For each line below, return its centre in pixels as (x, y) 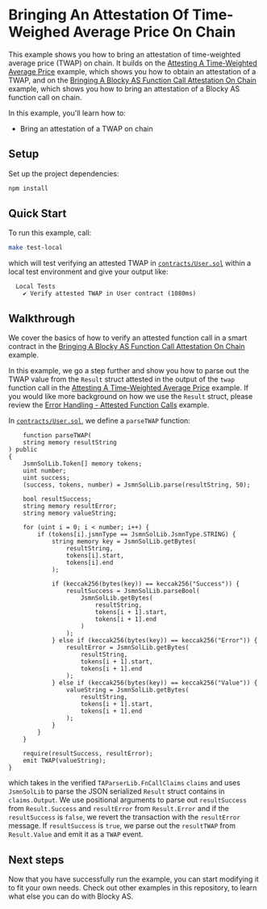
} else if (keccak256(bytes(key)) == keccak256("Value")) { (154, 683)
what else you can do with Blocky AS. (71, 896)
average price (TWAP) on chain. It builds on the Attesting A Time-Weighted (133, 63)
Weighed (39, 32)
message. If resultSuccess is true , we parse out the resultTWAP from (122, 826)
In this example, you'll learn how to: (67, 113)
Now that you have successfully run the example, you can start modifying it (134, 879)
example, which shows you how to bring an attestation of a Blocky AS (124, 88)
